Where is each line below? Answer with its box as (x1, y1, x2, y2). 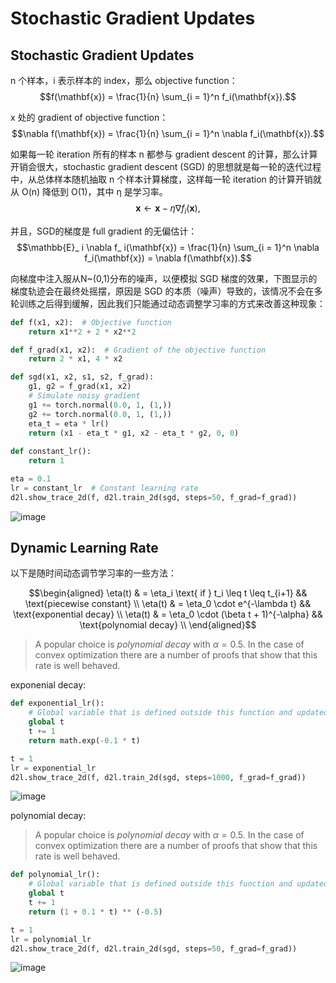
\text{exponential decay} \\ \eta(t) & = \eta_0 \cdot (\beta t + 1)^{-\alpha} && (13, 608, 323, 621)
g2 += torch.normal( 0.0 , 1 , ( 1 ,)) (28, 409, 172, 419)
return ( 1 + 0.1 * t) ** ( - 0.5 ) (28, 907, 163, 917)
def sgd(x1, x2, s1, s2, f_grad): (10, 372, 155, 382)
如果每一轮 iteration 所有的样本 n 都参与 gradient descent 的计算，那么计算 (10, 148, 318, 160)
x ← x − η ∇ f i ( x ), (135, 202, 201, 216)
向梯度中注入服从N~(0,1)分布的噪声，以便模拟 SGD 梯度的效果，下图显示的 (10, 272, 318, 284)
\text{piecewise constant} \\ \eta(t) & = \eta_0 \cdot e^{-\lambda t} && (24, 598, 312, 610)
